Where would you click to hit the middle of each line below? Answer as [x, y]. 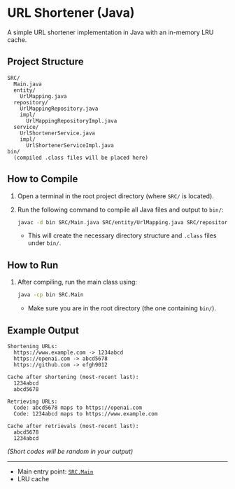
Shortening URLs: [33, 346]
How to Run [33, 265]
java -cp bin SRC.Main [50, 295]
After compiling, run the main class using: [77, 282]
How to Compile [43, 179]
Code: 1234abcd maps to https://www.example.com [86, 414]
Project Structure [45, 62]
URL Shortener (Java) [71, 13]
